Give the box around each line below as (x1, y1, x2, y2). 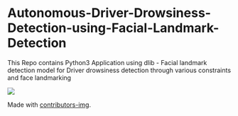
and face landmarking (7, 73, 72, 82)
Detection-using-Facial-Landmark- (7, 20, 220, 36)
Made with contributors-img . (7, 100, 91, 109)
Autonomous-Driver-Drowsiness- (7, 5, 212, 21)
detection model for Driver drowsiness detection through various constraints (7, 66, 232, 74)
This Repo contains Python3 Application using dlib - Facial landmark (7, 58, 207, 66)
